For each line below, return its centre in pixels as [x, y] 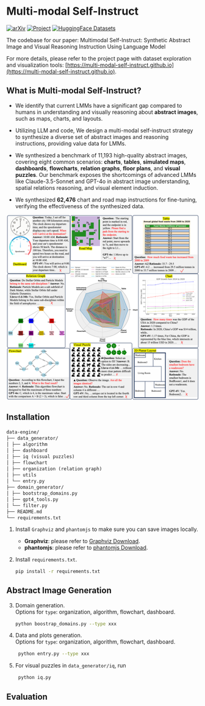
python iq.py [34, 678]
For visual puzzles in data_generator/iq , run [70, 666]
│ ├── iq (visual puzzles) [41, 456]
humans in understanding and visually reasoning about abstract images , [106, 112]
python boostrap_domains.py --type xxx [66, 624]
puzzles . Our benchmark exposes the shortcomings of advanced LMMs [106, 175]
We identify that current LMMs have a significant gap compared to [99, 105]
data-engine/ [23, 432]
